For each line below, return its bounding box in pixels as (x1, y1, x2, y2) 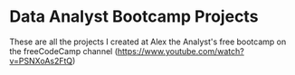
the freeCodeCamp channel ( (9, 45, 118, 56)
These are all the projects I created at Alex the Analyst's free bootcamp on (9, 36, 287, 47)
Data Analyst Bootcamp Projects (9, 6, 259, 27)
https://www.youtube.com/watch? (117, 45, 244, 56)
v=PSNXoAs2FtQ (9, 55, 73, 66)
